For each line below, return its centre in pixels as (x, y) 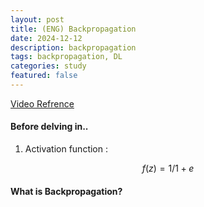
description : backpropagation (73, 47)
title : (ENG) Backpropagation (73, 29)
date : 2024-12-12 (46, 38)
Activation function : (66, 149)
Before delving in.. (49, 127)
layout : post (37, 19)
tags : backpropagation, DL (66, 57)
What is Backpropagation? (66, 191)
